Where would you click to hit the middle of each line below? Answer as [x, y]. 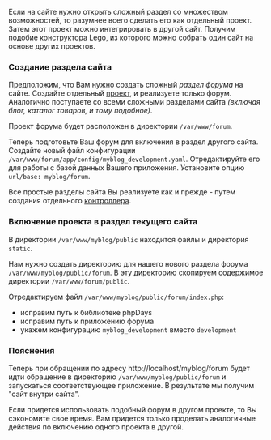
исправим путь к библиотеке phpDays [86, 312]
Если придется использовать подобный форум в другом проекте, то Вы [133, 409]
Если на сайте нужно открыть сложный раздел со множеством [118, 12]
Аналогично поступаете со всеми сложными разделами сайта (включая [135, 102]
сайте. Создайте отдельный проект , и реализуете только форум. [120, 93]
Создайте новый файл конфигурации [72, 151]
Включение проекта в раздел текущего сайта [103, 222]
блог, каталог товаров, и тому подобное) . [80, 111]
